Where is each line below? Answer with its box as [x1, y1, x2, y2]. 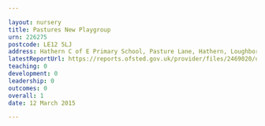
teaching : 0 [8, 62, 47, 71]
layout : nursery [8, 18, 62, 26]
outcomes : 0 [8, 84, 47, 92]
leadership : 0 [8, 76, 55, 85]
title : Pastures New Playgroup [8, 25, 111, 34]
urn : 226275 [8, 33, 47, 41]
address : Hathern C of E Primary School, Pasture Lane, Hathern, [8, 48, 227, 56]
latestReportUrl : [8, 55, 65, 63]
